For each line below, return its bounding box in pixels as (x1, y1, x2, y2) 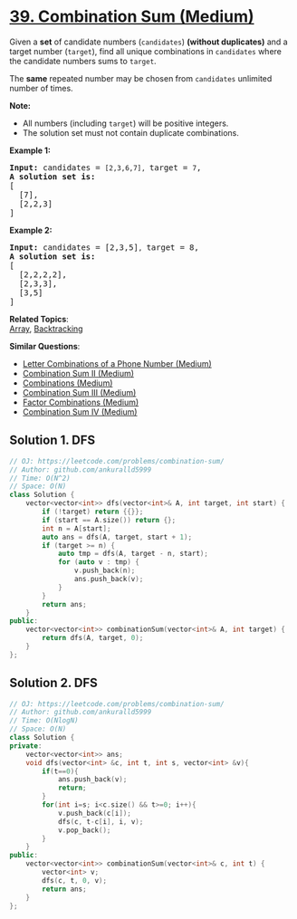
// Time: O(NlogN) (9, 716, 79, 725)
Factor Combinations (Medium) (22, 397, 139, 407)
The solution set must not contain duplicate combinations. (22, 127, 240, 138)
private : (9, 741, 43, 751)
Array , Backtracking (9, 323, 83, 334)
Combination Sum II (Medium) (22, 368, 134, 378)
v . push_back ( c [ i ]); (57, 809, 131, 818)
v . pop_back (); (57, 826, 111, 835)
